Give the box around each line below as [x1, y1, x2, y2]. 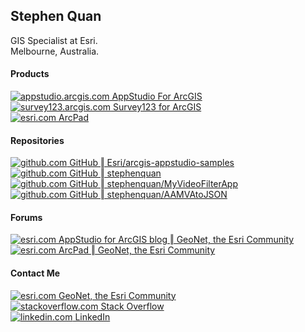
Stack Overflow [100, 300, 165, 312]
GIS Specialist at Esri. [10, 34, 98, 46]
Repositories [10, 134, 65, 146]
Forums [10, 211, 43, 223]
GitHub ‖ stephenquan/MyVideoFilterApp [69, 178, 239, 190]
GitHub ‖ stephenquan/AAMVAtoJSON [69, 189, 228, 201]
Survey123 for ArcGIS [113, 101, 202, 113]
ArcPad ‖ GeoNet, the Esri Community [58, 244, 216, 256]
